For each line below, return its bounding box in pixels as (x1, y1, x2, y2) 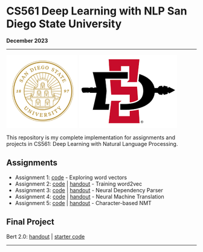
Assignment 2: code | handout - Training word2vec (14, 180, 143, 187)
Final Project (6, 217, 54, 227)
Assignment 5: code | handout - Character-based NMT (14, 199, 152, 206)
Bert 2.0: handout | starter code (6, 233, 85, 240)
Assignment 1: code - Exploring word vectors (14, 174, 127, 181)
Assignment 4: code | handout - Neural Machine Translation (14, 193, 164, 200)
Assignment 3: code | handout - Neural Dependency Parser (14, 186, 163, 194)
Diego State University (6, 17, 122, 31)
